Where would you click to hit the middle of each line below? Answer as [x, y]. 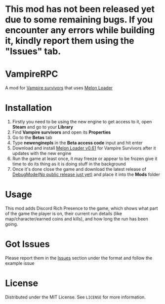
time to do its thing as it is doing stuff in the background [69, 164]
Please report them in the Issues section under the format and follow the [79, 258]
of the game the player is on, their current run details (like [64, 214]
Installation [29, 108]
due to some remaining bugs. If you [79, 20]
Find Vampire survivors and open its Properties [62, 132]
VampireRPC [32, 74]
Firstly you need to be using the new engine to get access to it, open [82, 122]
